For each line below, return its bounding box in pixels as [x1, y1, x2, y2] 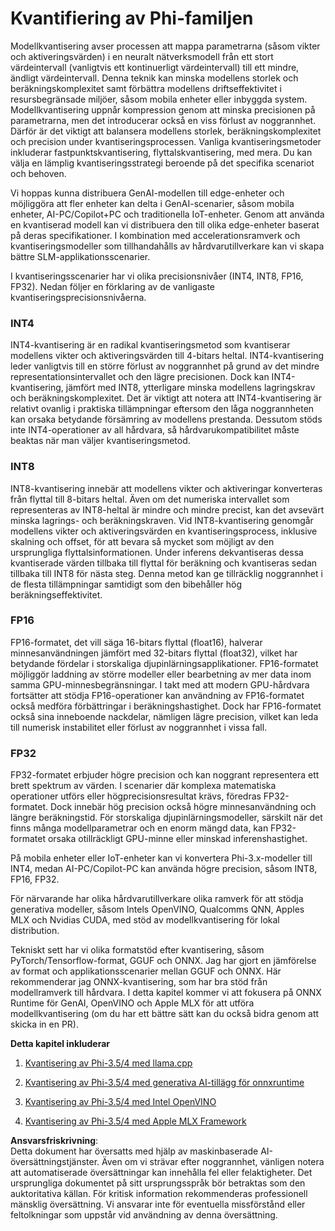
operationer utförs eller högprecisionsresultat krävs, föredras [10, 790, 262, 802]
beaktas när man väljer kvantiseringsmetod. [10, 435, 191, 447]
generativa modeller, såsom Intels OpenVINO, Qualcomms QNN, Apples [10, 903, 305, 916]
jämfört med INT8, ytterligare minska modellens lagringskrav [65, 382, 316, 394]
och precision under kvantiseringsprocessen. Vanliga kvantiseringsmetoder [10, 135, 322, 147]
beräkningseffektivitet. [10, 588, 103, 601]
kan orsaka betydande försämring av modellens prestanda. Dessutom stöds [10, 413, 323, 426]
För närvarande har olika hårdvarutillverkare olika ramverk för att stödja [10, 893, 304, 905]
